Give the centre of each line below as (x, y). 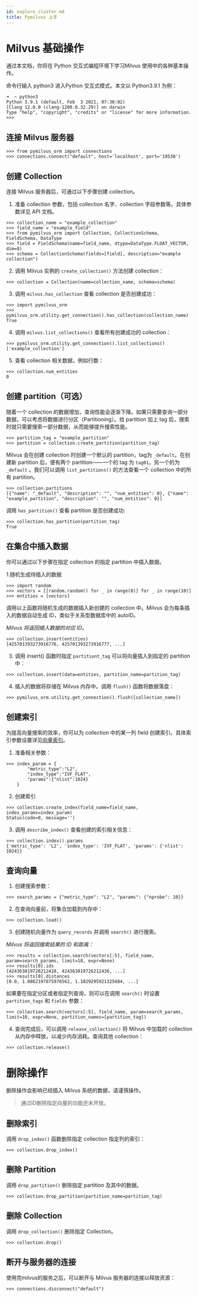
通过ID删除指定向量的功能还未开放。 (65, 1103)
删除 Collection (34, 1216)
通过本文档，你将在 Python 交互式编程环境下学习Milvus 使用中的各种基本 (95, 66)
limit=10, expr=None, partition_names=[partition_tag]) (76, 1017)
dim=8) (14, 249)
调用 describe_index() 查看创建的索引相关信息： (74, 830)
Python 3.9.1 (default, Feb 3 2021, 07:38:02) (66, 102)
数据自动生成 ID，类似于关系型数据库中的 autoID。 (77, 615)
